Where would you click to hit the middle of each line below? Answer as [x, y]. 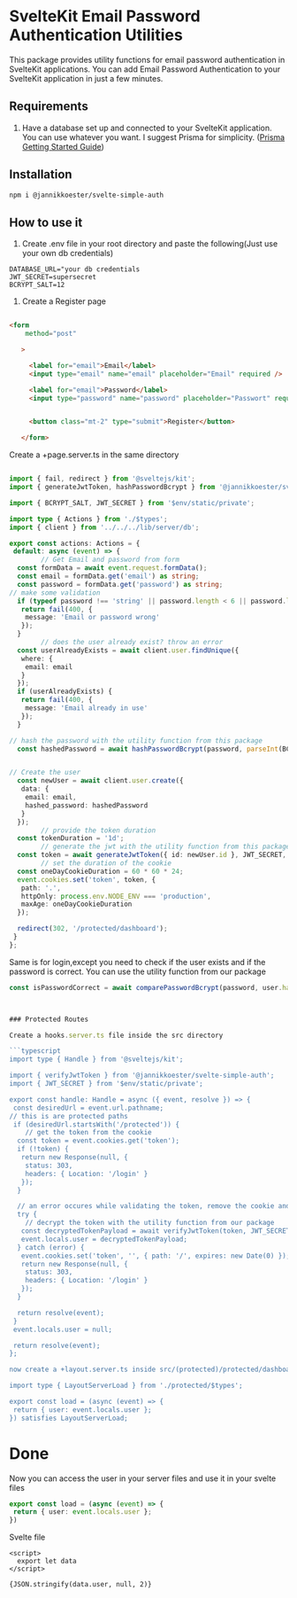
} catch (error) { [51, 1247]
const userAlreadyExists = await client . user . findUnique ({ [128, 650]
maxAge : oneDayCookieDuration [76, 904]
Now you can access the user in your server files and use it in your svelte [143, 1478]
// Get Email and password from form [110, 560]
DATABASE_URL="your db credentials [75, 269]
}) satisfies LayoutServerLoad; [69, 1418]
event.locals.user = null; [63, 1329]
